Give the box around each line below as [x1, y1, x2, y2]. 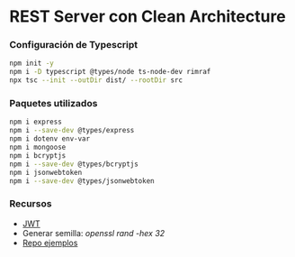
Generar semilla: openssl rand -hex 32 [22, 227, 165, 238]
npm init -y [9, 59, 54, 69]
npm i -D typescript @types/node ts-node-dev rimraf [9, 68, 211, 77]
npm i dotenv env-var [9, 134, 91, 143]
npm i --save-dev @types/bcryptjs [9, 160, 139, 169]
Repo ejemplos [22, 237, 78, 248]
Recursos [9, 197, 52, 210]
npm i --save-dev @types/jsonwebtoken [9, 176, 155, 186]
